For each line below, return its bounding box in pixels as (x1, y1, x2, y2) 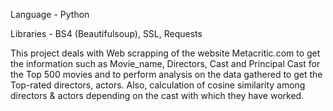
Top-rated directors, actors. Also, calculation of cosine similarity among (10, 79, 306, 91)
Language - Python (10, 9, 90, 20)
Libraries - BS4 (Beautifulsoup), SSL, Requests (10, 28, 203, 39)
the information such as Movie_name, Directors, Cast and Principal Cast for (10, 58, 321, 69)
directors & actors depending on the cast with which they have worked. (10, 90, 305, 101)
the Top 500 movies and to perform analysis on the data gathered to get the (10, 69, 323, 80)
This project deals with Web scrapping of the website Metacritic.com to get (10, 47, 321, 59)
